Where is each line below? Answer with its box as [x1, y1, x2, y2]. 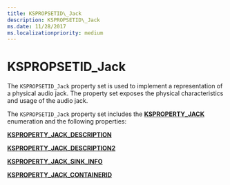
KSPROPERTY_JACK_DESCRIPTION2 [7, 144, 116, 153]
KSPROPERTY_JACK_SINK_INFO [7, 157, 103, 166]
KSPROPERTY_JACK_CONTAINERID [7, 171, 113, 179]
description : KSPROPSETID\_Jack [7, 17, 100, 23]
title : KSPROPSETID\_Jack [7, 10, 82, 17]
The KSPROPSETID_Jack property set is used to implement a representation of [7, 82, 223, 90]
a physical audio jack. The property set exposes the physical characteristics [7, 89, 224, 97]
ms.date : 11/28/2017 [7, 23, 67, 30]
